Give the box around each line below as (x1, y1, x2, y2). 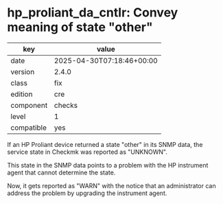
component (10, 100, 48, 110)
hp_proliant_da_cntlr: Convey (7, 5, 178, 21)
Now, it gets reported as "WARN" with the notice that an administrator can (7, 181, 216, 190)
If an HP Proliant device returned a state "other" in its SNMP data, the (7, 140, 203, 148)
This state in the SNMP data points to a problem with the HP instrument (7, 161, 209, 169)
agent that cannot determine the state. (7, 168, 116, 177)
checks (54, 100, 78, 110)
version (10, 67, 35, 76)
